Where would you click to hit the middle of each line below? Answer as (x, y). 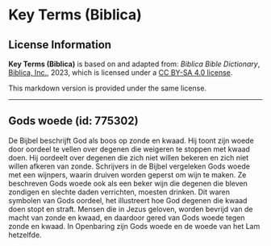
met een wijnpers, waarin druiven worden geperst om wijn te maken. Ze (127, 174)
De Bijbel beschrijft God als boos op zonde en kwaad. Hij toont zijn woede (131, 140)
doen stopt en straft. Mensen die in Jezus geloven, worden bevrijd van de (131, 209)
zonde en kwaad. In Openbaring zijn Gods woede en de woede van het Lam (134, 226)
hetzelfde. (25, 235)
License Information (60, 45)
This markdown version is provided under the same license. (108, 88)
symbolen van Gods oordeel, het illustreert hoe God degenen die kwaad (128, 200)
